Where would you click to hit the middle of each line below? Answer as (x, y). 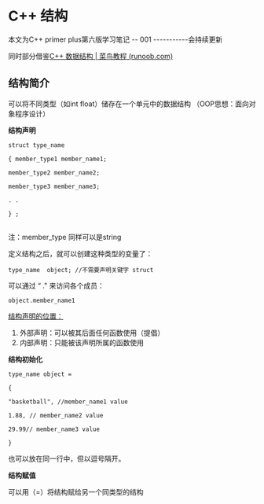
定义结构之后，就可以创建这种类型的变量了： (81, 254)
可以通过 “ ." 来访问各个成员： (56, 286)
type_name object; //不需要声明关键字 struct (81, 270)
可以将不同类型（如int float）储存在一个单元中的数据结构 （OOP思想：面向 (129, 104)
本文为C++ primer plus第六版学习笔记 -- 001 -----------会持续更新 (115, 39)
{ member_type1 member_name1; (58, 159)
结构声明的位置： (36, 316)
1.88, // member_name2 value (56, 416)
